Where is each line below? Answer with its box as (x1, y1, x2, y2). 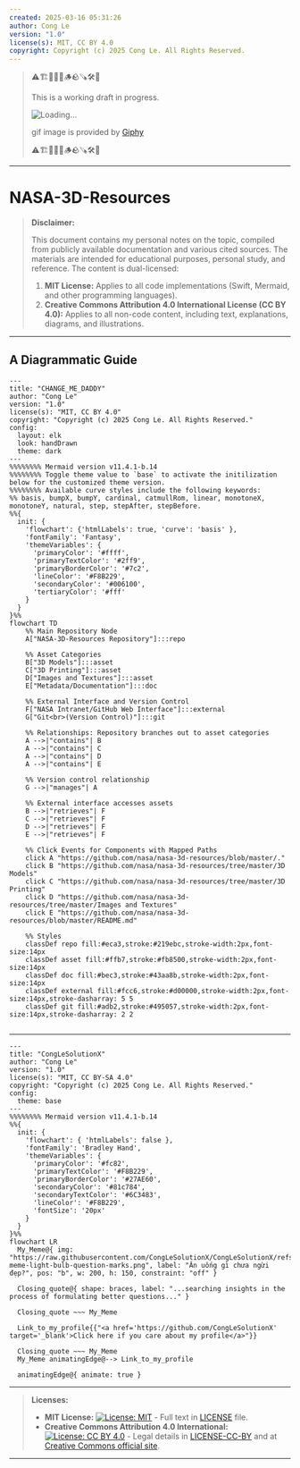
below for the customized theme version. (9, 477, 166, 487)
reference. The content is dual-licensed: (30, 263, 179, 274)
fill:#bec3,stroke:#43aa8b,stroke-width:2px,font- (77, 971, 270, 980)
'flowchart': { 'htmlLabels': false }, (25, 1135, 174, 1144)
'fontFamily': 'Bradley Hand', (25, 1143, 142, 1152)
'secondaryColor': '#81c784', (32, 1182, 146, 1192)
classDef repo (25, 940, 78, 949)
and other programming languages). (44, 290, 178, 300)
